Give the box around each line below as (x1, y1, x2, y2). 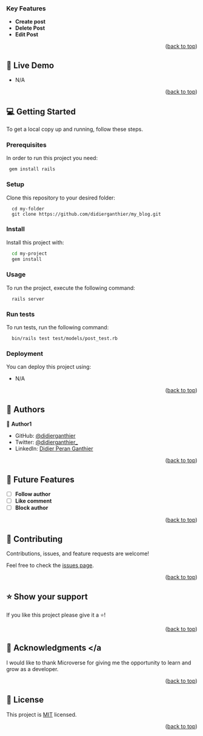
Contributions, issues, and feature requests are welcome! (6, 550, 150, 557)
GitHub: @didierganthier (15, 432, 76, 440)
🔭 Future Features (6, 474, 75, 484)
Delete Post (15, 24, 45, 32)
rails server (12, 296, 45, 302)
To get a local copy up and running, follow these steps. (6, 125, 144, 133)
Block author (15, 504, 48, 512)
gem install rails (8, 166, 56, 172)
